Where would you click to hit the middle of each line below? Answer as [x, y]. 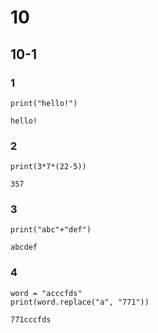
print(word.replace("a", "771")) [80, 302]
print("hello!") [44, 103]
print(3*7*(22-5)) [48, 167]
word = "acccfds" [46, 293]
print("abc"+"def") [51, 230]
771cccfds [31, 319]
